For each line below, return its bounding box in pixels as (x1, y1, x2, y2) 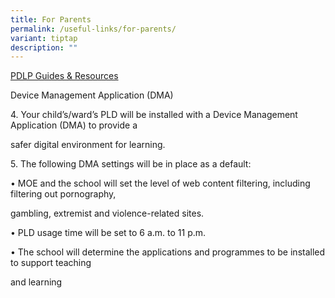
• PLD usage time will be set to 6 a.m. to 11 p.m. (10, 227, 207, 239)
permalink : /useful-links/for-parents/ (10, 24, 177, 34)
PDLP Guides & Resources (10, 70, 119, 82)
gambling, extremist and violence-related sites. (10, 207, 205, 220)
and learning (10, 276, 63, 288)
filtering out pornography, (10, 188, 117, 200)
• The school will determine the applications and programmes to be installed (10, 246, 326, 258)
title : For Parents (10, 14, 92, 25)
